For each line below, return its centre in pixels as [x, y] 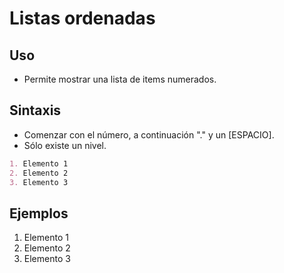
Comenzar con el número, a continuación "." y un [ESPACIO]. [149, 134]
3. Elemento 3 [39, 182]
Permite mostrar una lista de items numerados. [120, 79]
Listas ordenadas [82, 18]
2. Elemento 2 [39, 173]
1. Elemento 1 [39, 163]
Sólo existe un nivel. [65, 145]
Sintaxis [35, 110]
